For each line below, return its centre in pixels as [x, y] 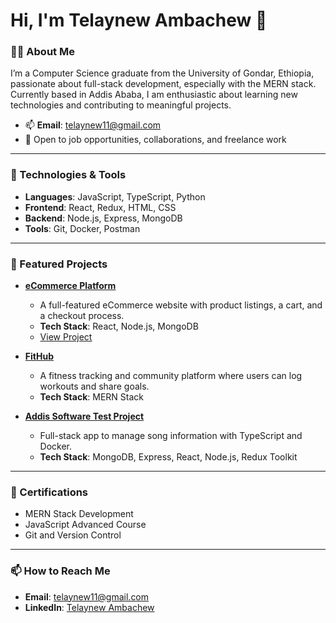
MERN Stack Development [79, 514]
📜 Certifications [49, 492]
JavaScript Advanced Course [85, 525]
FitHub [39, 356]
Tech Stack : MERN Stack [92, 397]
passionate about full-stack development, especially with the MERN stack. [163, 84]
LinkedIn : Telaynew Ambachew [89, 607]
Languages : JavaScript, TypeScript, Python [115, 196]
